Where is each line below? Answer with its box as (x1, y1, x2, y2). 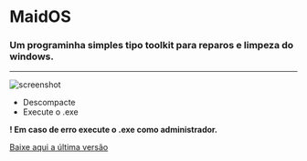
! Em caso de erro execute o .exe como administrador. (9, 125, 217, 136)
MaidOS (9, 6, 71, 27)
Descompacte (22, 97, 76, 108)
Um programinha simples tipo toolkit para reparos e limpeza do (9, 39, 294, 52)
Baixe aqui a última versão (9, 142, 109, 153)
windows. (9, 50, 55, 63)
